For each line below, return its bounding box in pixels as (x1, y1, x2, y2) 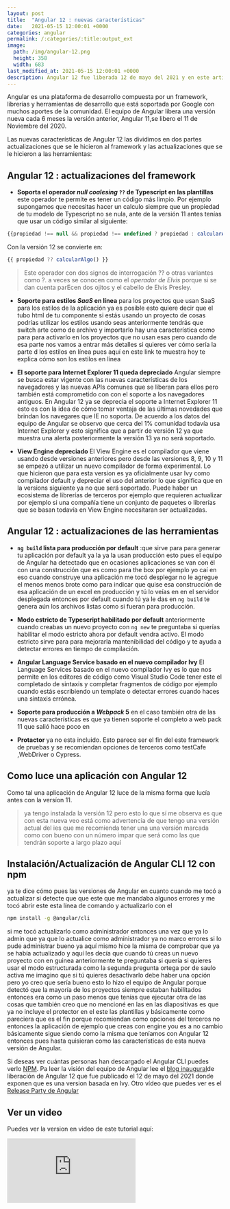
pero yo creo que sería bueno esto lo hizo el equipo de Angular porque (7, 978, 207, 986)
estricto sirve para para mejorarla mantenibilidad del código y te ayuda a (16, 637, 222, 646)
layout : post (7, 10, 44, 17)
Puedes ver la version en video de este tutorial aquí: (7, 1125, 154, 1133)
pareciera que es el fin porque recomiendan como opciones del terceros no (7, 1015, 220, 1024)
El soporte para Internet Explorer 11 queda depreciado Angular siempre (16, 368, 221, 376)
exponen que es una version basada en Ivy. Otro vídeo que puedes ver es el (7, 1079, 222, 1087)
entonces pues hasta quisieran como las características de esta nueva (7, 1037, 206, 1045)
